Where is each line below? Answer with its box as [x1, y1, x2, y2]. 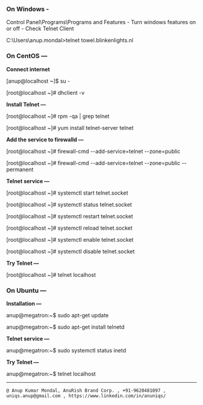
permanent [6, 166, 34, 173]
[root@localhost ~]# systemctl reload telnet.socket [6, 224, 133, 232]
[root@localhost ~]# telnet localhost [6, 271, 96, 278]
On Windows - [6, 5, 50, 13]
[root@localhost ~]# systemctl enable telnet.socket [6, 236, 134, 243]
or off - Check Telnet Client [6, 25, 74, 32]
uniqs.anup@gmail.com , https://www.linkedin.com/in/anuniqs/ [6, 392, 166, 399]
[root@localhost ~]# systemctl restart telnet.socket [6, 212, 134, 219]
